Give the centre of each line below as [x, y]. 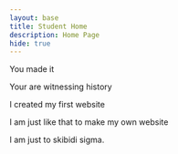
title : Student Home [49, 26]
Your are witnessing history [61, 87]
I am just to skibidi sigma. [57, 140]
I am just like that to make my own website [89, 122]
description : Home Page [55, 35]
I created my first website [57, 105]
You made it [32, 69]
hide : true [30, 43]
